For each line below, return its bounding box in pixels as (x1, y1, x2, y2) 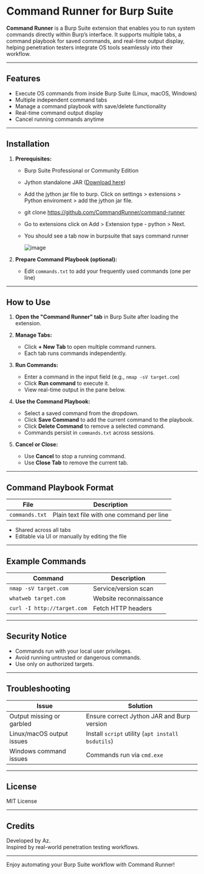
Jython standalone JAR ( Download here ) (24, 178, 126, 186)
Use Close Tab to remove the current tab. (24, 459, 129, 466)
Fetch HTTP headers (93, 604, 152, 612)
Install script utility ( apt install (86, 729, 179, 738)
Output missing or (9, 712, 61, 720)
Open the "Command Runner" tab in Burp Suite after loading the (15, 313, 179, 320)
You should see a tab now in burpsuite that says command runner (24, 232, 189, 239)
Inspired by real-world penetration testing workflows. (6, 844, 140, 851)
